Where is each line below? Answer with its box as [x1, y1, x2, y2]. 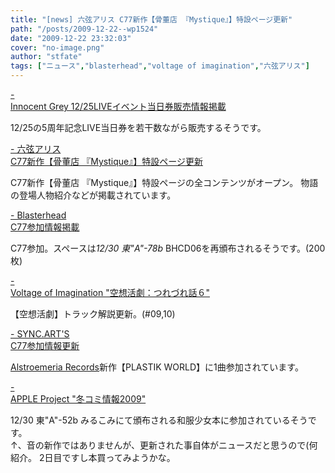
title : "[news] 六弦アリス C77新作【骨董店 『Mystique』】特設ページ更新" [10, 14, 293, 25]
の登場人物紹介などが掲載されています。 [10, 189, 177, 201]
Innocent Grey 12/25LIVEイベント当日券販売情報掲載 [10, 101, 227, 112]
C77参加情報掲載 [10, 221, 80, 233]
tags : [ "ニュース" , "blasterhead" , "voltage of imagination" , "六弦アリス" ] [10, 61, 310, 71]
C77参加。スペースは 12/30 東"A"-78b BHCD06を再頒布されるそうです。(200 [10, 242, 326, 254]
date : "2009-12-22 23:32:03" [10, 33, 132, 43]
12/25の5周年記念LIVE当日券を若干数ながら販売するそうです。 [10, 122, 267, 133]
